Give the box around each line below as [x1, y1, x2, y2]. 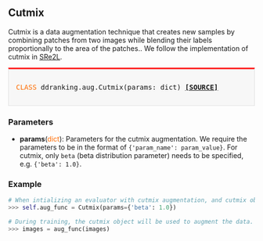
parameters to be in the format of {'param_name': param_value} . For [19, 142, 238, 152]
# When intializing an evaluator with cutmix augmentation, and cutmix [8, 196, 247, 204]
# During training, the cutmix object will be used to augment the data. [8, 218, 254, 226]
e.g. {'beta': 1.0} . [19, 160, 82, 169]
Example [8, 179, 42, 190]
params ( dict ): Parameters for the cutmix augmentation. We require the [19, 135, 248, 144]
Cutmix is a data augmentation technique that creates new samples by [8, 27, 235, 36]
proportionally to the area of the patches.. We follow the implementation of [8, 43, 249, 53]
